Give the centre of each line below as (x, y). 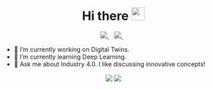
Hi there (106, 16)
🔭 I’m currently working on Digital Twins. (72, 49)
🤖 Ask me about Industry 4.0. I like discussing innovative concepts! (109, 64)
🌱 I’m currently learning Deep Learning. (70, 57)
